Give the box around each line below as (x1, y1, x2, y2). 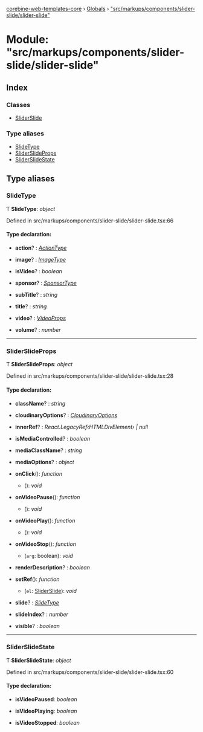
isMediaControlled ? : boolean (14, 435, 91, 442)
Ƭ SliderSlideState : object (6, 656, 71, 664)
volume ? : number (14, 326, 61, 334)
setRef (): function (14, 575, 60, 583)
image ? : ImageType (14, 256, 66, 264)
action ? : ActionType (14, 244, 67, 251)
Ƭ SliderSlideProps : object (6, 361, 73, 368)
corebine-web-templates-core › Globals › (6, 5, 109, 12)
